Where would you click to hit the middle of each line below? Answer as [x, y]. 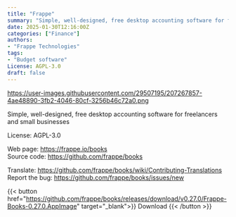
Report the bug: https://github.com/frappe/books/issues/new [96, 178]
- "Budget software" [38, 60]
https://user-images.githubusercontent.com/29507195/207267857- [105, 93]
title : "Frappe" [31, 14]
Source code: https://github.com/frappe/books [75, 156]
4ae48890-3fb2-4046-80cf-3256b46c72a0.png [78, 100]
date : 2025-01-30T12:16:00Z [48, 27]
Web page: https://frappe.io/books [57, 149]
